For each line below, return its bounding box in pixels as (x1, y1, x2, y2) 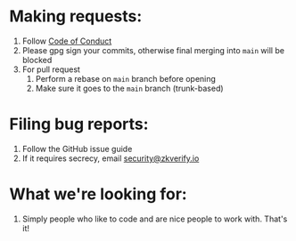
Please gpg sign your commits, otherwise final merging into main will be (21, 44, 285, 55)
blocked (21, 54, 53, 65)
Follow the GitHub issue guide (21, 143, 133, 154)
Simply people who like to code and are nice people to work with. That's (21, 213, 288, 224)
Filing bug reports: (9, 114, 149, 134)
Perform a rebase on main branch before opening (35, 73, 217, 84)
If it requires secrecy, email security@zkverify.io (21, 153, 200, 164)
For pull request (21, 64, 80, 75)
